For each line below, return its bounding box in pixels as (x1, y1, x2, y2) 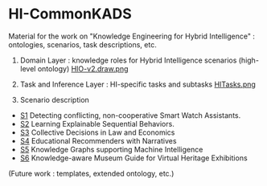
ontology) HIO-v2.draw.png (37, 63, 129, 73)
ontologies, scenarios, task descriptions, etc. (8, 39, 157, 49)
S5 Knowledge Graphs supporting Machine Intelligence (19, 144, 203, 154)
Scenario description (19, 95, 90, 104)
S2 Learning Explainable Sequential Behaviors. (19, 119, 175, 128)
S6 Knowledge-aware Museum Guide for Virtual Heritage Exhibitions (19, 153, 248, 163)
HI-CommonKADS (8, 5, 133, 23)
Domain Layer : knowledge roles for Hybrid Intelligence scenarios (19, 55, 237, 65)
